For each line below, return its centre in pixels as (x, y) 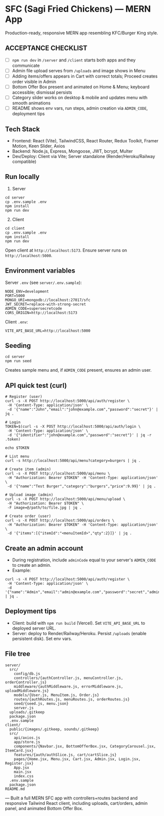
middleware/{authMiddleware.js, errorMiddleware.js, (69, 686)
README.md (15, 789)
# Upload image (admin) (29, 495)
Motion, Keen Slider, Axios (39, 146)
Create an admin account (44, 548)
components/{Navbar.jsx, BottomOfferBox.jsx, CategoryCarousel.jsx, (85, 746)
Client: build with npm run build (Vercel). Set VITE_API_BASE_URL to (79, 623)
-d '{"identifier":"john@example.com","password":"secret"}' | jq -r (79, 435)
